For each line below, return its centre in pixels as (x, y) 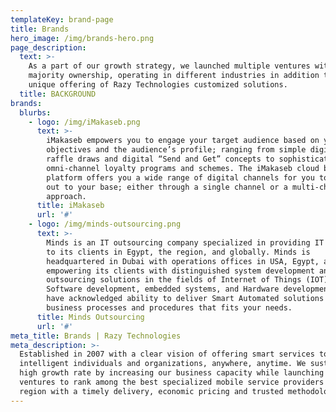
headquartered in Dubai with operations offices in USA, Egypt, (183, 261)
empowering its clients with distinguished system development (180, 271)
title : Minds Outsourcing (90, 317)
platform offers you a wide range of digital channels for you (180, 177)
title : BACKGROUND (58, 94)
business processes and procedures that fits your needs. (169, 308)
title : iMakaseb (70, 206)
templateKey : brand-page (62, 19)
